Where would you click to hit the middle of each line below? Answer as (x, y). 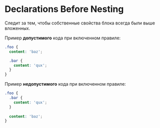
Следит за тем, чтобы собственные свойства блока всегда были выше (80, 23)
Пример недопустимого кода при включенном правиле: (65, 84)
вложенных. (17, 28)
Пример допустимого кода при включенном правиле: (63, 38)
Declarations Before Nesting (64, 9)
